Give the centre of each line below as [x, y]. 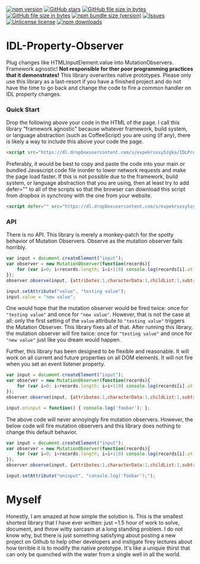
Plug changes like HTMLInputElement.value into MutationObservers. [90, 62]
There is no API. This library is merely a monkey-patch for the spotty [90, 235]
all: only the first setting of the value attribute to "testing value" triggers [96, 321]
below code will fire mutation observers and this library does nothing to [93, 426]
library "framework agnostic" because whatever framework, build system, [97, 129]
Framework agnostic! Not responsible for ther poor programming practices [100, 69]
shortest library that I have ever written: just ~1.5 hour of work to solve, [93, 522]
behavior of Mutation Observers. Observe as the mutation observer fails [94, 241]
